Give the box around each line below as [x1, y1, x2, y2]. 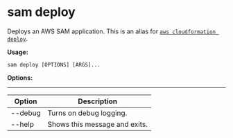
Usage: [7, 48, 29, 56]
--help [10, 119, 35, 129]
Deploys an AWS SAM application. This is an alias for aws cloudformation [7, 27, 216, 35]
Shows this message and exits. [47, 119, 148, 129]
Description [78, 96, 118, 106]
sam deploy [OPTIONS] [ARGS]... [7, 61, 101, 68]
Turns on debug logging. [47, 108, 128, 118]
